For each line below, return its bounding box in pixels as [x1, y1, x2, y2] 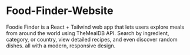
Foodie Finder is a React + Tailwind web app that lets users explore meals [6, 23, 184, 30]
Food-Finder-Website [6, 4, 114, 18]
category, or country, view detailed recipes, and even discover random [6, 36, 178, 43]
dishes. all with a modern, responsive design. [6, 42, 116, 49]
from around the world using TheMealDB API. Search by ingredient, [6, 29, 169, 36]
